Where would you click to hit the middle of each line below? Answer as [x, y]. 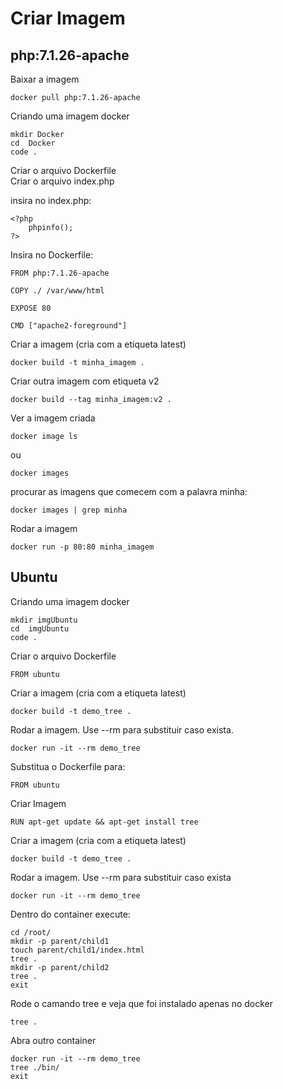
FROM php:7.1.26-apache [60, 273]
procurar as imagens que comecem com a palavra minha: [129, 491]
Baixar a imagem [45, 79]
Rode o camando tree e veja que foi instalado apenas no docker [142, 1003]
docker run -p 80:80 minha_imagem [82, 547]
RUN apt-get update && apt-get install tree [104, 822]
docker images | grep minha [69, 510]
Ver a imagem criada [53, 418]
